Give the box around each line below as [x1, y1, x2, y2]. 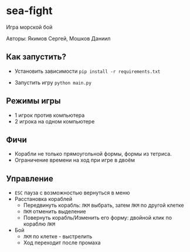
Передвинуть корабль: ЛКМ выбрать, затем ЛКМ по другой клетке [23, 201, 184, 209]
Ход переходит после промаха [23, 239, 101, 246]
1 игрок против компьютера [14, 112, 85, 119]
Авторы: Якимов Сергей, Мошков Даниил [6, 35, 111, 42]
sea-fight [6, 4, 53, 18]
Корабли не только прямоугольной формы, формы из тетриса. [14, 150, 172, 157]
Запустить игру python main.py [14, 79, 92, 86]
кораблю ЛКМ [23, 220, 56, 227]
